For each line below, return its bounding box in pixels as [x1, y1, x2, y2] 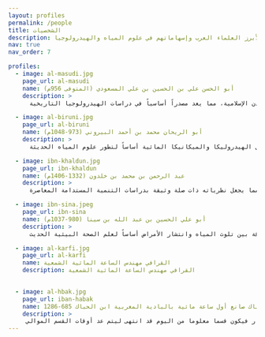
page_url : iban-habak [22, 295, 93, 303]
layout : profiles [8, 11, 65, 20]
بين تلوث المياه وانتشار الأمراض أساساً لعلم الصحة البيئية [54, 230, 248, 238]
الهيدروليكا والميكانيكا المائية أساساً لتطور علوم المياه [58, 143, 252, 151]
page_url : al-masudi [22, 77, 90, 85]
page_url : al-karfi [22, 252, 87, 260]
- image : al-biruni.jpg [15, 114, 93, 122]
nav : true [8, 41, 41, 49]
